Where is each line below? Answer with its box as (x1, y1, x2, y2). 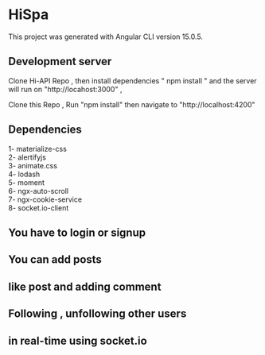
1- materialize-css (8, 144, 68, 153)
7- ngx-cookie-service (8, 195, 82, 204)
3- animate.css (8, 160, 58, 170)
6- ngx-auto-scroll (8, 186, 69, 195)
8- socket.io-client (8, 203, 69, 212)
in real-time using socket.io (8, 334, 147, 347)
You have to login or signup (8, 226, 146, 239)
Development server (8, 55, 112, 68)
